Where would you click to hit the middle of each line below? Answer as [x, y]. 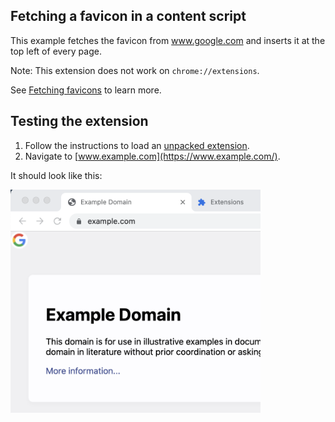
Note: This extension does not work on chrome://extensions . [135, 70]
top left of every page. [56, 51]
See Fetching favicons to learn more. [86, 90]
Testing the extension [79, 121]
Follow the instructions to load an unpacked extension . [137, 145]
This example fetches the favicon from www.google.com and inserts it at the [168, 40]
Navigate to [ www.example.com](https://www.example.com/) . [152, 156]
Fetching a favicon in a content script [128, 16]
